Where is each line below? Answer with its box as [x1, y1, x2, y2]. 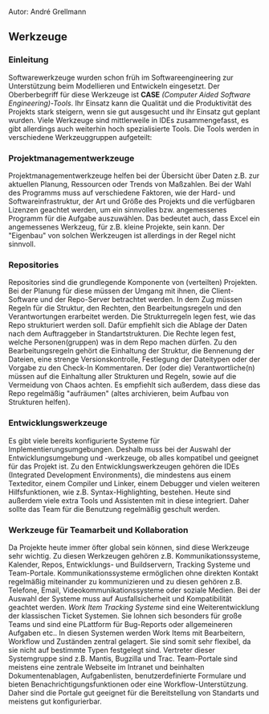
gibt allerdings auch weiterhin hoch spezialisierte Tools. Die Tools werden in [8, 124, 259, 134]
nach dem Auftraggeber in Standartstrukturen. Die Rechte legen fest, [8, 329, 236, 339]
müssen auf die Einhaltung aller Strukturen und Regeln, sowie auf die [8, 372, 237, 382]
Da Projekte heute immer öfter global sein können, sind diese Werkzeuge [8, 543, 250, 552]
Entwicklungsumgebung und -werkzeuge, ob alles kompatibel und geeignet [8, 452, 259, 462]
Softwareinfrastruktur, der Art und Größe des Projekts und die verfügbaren [8, 196, 255, 206]
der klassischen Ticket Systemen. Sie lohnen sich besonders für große [8, 611, 243, 621]
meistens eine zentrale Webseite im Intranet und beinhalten [8, 662, 205, 671]
